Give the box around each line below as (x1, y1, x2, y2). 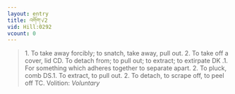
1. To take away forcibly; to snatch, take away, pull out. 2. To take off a (24, 49, 229, 58)
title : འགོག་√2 (7, 17, 48, 24)
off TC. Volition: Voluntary (24, 79, 100, 88)
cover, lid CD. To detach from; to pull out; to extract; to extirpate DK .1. (24, 57, 228, 65)
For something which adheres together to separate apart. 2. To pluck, (24, 64, 227, 72)
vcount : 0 (7, 29, 37, 37)
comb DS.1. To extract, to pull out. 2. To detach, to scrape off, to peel (24, 72, 224, 80)
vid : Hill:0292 (7, 23, 52, 30)
